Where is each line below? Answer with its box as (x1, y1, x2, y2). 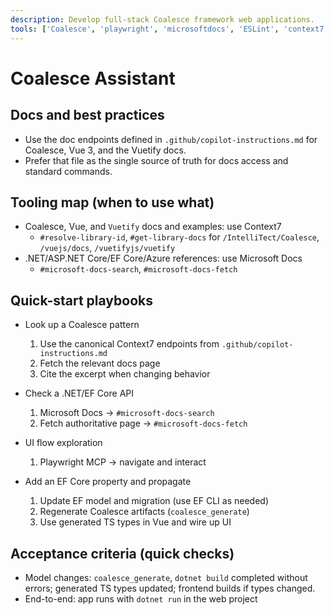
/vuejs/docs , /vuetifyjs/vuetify (39, 242, 176, 254)
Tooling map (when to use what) (10, 194, 215, 211)
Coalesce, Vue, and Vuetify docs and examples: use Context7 (24, 221, 282, 233)
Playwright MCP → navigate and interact (39, 456, 207, 468)
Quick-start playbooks (10, 292, 153, 309)
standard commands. (24, 165, 113, 177)
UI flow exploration (24, 437, 103, 449)
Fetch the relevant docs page (39, 357, 161, 370)
